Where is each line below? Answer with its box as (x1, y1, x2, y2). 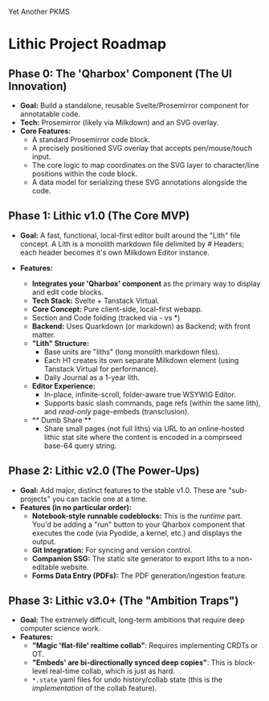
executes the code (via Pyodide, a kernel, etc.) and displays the (31, 528, 243, 537)
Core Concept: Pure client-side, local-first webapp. (31, 304, 203, 314)
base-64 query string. (43, 441, 117, 450)
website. (60, 562, 89, 572)
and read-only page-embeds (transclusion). (43, 406, 190, 416)
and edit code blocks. (31, 287, 104, 296)
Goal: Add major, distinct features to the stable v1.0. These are (19, 485, 227, 495)
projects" (19, 494, 51, 503)
